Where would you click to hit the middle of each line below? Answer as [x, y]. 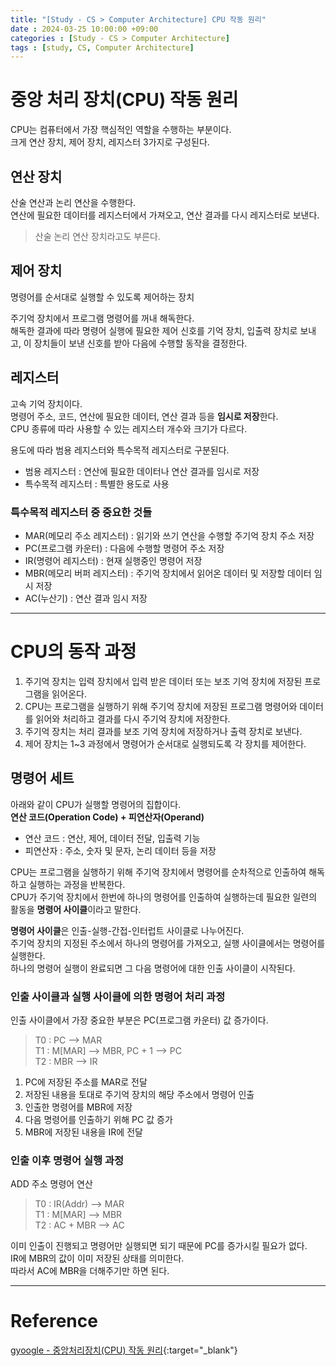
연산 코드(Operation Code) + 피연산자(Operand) [107, 817]
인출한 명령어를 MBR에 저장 [78, 1107]
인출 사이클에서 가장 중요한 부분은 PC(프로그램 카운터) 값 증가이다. [139, 1020]
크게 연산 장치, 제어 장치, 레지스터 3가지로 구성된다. [110, 142]
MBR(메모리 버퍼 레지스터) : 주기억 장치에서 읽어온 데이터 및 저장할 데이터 [168, 573]
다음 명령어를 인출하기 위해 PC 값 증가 [98, 1119]
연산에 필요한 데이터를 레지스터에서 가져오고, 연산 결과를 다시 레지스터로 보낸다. [165, 215]
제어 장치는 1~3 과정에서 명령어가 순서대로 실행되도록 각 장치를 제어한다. [165, 743]
